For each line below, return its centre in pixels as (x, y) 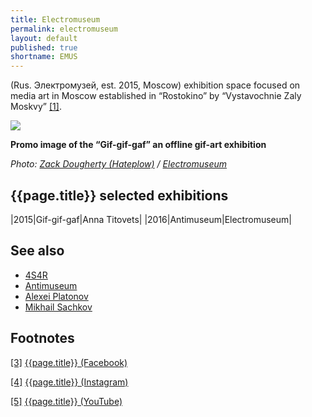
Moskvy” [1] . (36, 107)
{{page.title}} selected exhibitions (119, 195)
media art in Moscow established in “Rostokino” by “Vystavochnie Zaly (156, 96)
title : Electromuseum (55, 19)
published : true (44, 47)
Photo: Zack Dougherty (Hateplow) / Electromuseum (119, 164)
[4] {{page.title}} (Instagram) (69, 382)
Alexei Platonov (56, 296)
